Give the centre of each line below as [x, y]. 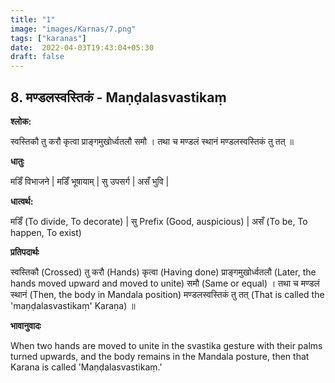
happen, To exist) [46, 232]
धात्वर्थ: [22, 201]
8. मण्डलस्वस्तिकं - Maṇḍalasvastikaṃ [118, 97]
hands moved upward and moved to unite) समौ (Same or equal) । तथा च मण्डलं [165, 283]
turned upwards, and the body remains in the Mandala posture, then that [160, 356]
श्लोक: [21, 121]
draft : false [37, 57]
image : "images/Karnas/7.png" [73, 29]
